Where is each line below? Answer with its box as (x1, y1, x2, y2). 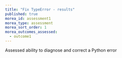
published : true (5, 12, 38, 16)
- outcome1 (9, 34, 32, 39)
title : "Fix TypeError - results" (5, 7, 75, 12)
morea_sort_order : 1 (5, 25, 47, 30)
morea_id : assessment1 (5, 16, 51, 21)
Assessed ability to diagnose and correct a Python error (5, 47, 117, 53)
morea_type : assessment (5, 20, 53, 26)
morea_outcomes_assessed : (5, 29, 57, 34)
